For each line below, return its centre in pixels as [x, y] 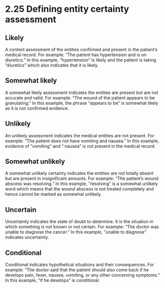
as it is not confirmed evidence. [37, 108]
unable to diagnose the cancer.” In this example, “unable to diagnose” [76, 232]
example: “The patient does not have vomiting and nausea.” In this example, [82, 141]
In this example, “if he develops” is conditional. [52, 280]
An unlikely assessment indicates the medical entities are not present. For [80, 135]
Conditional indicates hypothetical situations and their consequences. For [80, 265]
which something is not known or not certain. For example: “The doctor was [82, 227]
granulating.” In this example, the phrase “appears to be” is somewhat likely [82, 103]
